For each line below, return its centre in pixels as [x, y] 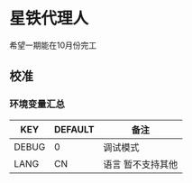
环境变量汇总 [37, 105]
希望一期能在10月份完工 [53, 45]
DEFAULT [74, 129]
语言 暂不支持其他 [141, 164]
